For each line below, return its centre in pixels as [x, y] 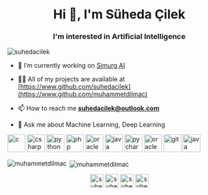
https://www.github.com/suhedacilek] [76, 87]
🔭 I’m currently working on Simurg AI [71, 66]
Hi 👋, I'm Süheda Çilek [119, 14]
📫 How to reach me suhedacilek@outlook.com [88, 108]
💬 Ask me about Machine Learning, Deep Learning [91, 125]
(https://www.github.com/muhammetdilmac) [82, 94]
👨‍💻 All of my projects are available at [71, 79]
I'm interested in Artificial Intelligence [119, 37]
